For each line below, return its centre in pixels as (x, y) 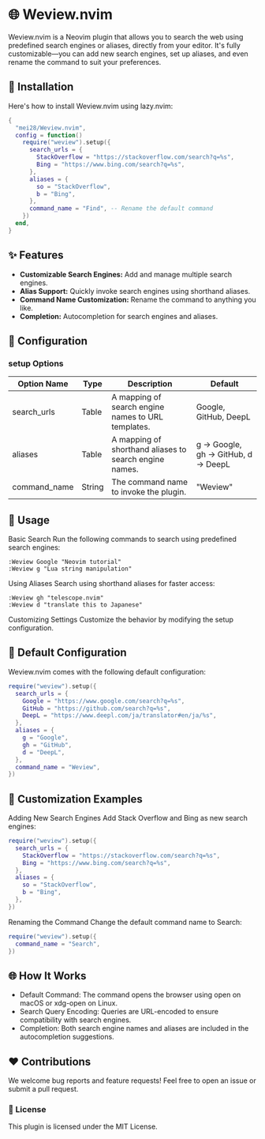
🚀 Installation (41, 87)
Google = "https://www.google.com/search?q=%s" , (104, 701)
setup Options (36, 363)
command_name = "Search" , (58, 944)
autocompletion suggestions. (67, 1037)
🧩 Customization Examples (76, 799)
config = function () (49, 135)
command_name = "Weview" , (58, 767)
